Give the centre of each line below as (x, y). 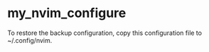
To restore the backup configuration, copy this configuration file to (105, 33)
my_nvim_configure (67, 13)
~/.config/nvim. (30, 40)
